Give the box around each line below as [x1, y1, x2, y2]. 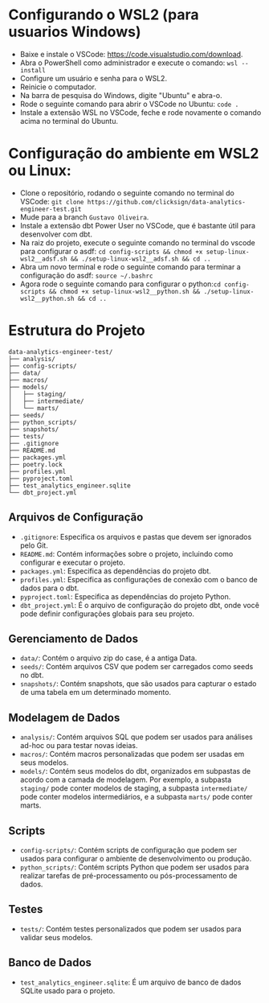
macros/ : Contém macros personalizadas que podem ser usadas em [19, 750, 245, 759]
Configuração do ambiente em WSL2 [8, 145, 259, 162]
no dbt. [19, 670, 44, 680]
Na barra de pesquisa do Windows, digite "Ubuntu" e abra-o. [19, 90, 222, 100]
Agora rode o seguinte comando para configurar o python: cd [19, 279, 221, 289]
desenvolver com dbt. [19, 229, 92, 239]
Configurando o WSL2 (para [8, 6, 199, 24]
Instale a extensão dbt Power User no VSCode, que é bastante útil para [19, 220, 255, 230]
